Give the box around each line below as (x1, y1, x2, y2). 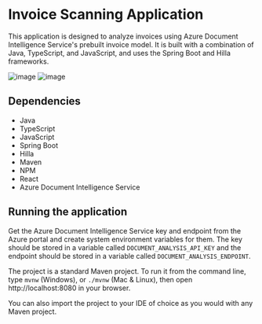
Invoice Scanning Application (8, 6, 204, 24)
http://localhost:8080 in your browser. (8, 283, 131, 293)
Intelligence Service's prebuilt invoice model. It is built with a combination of (8, 39, 255, 49)
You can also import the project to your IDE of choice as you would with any (8, 298, 253, 307)
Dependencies (8, 94, 81, 108)
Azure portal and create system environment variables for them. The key (8, 234, 243, 244)
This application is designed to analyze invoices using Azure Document (8, 31, 238, 41)
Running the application (8, 205, 128, 219)
